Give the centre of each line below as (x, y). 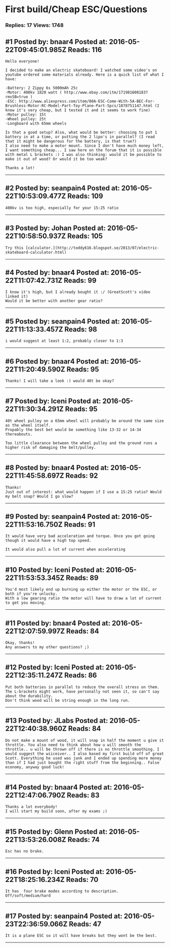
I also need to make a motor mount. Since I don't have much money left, (85, 146)
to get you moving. (26, 603)
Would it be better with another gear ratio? (54, 301)
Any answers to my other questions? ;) (47, 647)
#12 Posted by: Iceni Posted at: (55, 667)
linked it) (17, 297)
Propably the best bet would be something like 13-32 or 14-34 (73, 430)
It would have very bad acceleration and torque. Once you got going (80, 536)
